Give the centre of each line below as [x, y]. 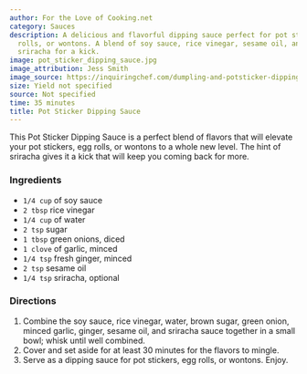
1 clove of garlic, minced [70, 248]
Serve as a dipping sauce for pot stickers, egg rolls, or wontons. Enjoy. [155, 359]
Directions [33, 301]
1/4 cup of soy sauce [63, 200]
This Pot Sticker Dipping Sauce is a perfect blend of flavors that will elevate [151, 137]
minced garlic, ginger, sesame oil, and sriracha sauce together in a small [159, 330]
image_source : [37, 78]
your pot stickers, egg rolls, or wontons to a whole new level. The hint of [145, 147]
